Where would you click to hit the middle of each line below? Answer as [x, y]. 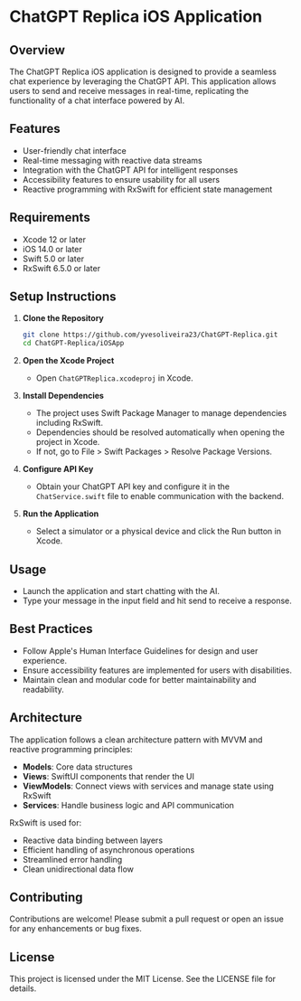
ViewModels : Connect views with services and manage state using [148, 786]
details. [23, 988]
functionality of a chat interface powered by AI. [97, 100]
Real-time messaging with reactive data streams [112, 160]
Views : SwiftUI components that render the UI [108, 776]
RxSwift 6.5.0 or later [61, 268]
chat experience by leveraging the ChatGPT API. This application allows [143, 81]
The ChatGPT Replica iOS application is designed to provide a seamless [143, 71]
